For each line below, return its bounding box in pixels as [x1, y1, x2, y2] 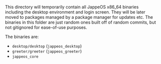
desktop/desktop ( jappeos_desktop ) [12, 43, 82, 49]
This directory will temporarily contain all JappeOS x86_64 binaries [5, 4, 139, 10]
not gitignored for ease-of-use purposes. [5, 25, 87, 30]
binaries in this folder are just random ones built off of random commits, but [5, 19, 156, 25]
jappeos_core [12, 54, 39, 59]
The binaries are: [5, 34, 39, 39]
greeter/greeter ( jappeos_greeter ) [12, 48, 82, 54]
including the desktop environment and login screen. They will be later [5, 9, 145, 15]
